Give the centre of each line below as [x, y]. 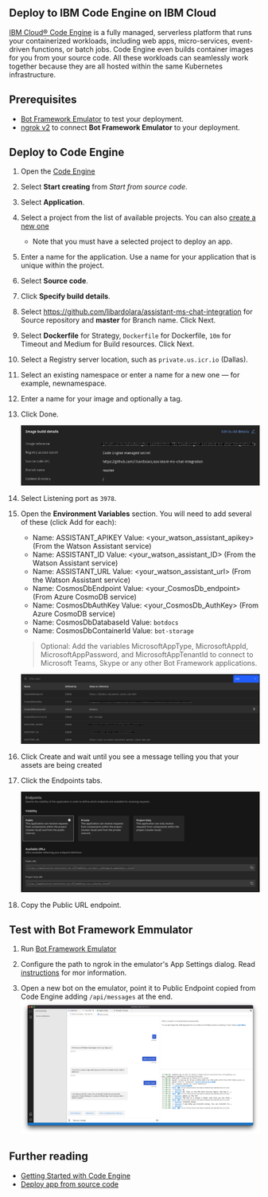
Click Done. [39, 414]
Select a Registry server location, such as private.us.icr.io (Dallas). [134, 360]
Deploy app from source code [70, 1184]
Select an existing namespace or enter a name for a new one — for [130, 375]
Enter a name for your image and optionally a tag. [101, 399]
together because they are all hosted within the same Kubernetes [116, 66]
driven [19, 49]
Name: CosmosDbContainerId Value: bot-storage [113, 631]
